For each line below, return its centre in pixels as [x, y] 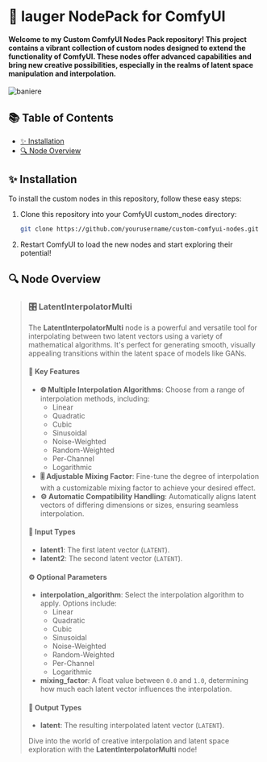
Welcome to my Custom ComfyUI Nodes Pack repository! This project [128, 39]
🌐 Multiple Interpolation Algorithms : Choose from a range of [142, 389]
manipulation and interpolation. [63, 73]
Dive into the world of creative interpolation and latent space [129, 741]
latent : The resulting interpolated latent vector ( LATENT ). [132, 726]
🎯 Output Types [55, 707]
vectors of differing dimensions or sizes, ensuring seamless [140, 505]
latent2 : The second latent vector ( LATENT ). [111, 558]
